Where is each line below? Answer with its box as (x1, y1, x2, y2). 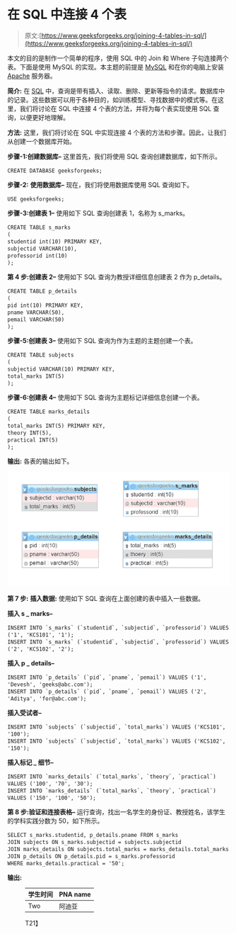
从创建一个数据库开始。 (7, 137, 76, 145)
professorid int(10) (7, 252, 69, 259)
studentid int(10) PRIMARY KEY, (7, 238, 102, 245)
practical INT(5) (7, 437, 59, 444)
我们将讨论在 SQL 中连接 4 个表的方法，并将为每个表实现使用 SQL (19, 104, 212, 113)
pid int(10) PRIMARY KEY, (7, 302, 83, 309)
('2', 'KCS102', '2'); (7, 646, 74, 653)
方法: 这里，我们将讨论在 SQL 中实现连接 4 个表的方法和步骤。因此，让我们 (7, 128, 227, 137)
